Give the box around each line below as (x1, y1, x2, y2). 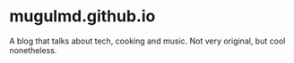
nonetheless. (9, 44, 57, 55)
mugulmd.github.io (9, 6, 156, 27)
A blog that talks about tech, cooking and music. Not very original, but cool (9, 35, 286, 46)
